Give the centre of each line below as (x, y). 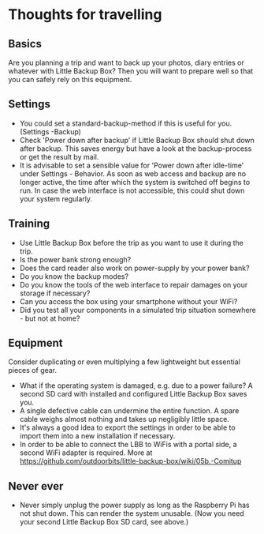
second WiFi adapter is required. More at (86, 453)
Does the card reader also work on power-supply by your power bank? (134, 268)
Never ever (36, 486)
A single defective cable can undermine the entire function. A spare (129, 411)
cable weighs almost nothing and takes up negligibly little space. (125, 419)
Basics (25, 44)
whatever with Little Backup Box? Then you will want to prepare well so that (131, 71)
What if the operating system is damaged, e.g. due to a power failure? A (136, 385)
